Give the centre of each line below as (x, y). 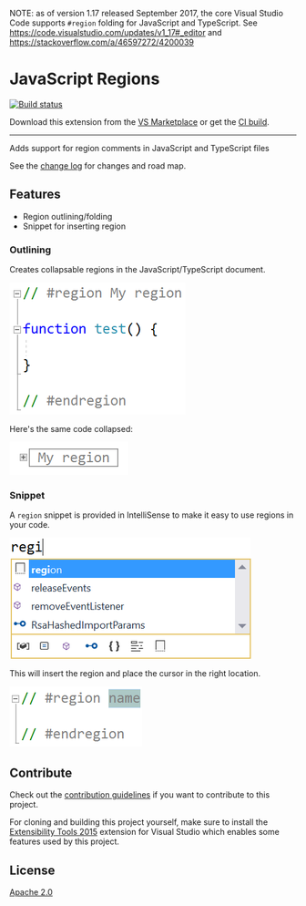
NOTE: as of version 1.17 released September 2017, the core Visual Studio (147, 13)
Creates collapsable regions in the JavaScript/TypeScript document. (138, 270)
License (32, 870)
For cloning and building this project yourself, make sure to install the (139, 822)
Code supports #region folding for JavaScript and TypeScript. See (133, 23)
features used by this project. (65, 841)
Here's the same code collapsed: (71, 429)
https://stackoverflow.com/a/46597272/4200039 (102, 42)
